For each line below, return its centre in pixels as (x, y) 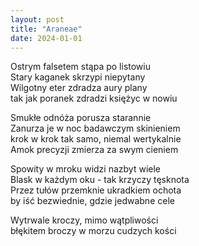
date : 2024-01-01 (46, 38)
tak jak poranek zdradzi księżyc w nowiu (94, 98)
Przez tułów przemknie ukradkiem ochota (96, 190)
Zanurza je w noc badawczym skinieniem (95, 128)
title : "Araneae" (46, 29)
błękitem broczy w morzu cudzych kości (93, 231)
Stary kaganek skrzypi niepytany (78, 77)
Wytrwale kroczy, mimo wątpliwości (84, 220)
